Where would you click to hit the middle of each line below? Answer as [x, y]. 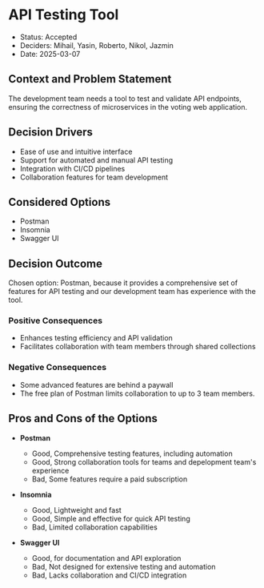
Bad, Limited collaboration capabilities [94, 527]
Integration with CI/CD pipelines [72, 168]
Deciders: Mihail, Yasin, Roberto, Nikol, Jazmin [96, 45]
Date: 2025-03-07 [50, 54]
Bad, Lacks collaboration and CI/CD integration [109, 575]
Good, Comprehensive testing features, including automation [132, 453]
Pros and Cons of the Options [83, 419]
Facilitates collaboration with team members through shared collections [138, 347]
